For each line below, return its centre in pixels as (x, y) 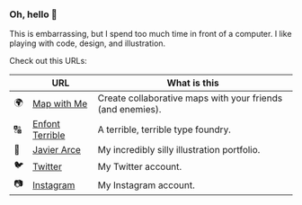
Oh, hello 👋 (34, 14)
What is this (193, 83)
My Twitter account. (140, 166)
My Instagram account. (146, 185)
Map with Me (60, 104)
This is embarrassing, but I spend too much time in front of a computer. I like (151, 34)
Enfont (47, 124)
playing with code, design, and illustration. (88, 43)
